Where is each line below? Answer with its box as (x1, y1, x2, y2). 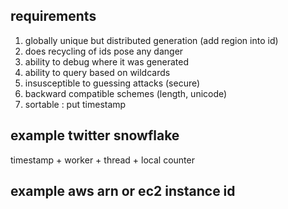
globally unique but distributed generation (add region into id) (24, 34, 279, 46)
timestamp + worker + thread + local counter (10, 154, 195, 166)
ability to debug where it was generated (24, 55, 190, 68)
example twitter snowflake (10, 127, 180, 144)
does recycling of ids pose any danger (24, 45, 184, 57)
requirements (10, 8, 97, 25)
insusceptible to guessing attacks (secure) (24, 77, 201, 89)
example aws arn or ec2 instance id (10, 183, 236, 200)
